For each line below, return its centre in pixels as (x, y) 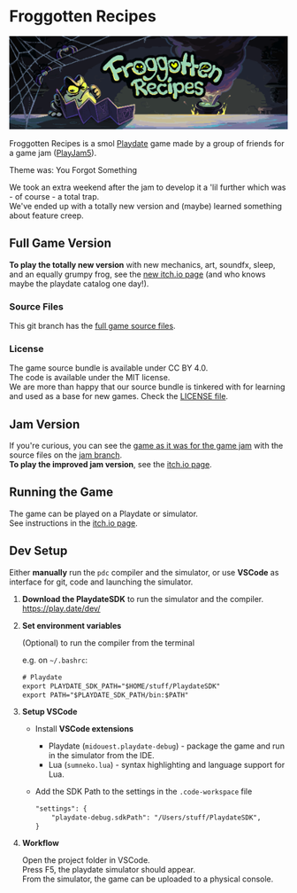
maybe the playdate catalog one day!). (79, 283)
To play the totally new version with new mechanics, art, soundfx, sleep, (142, 264)
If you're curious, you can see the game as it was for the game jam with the (146, 445)
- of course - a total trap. (54, 196)
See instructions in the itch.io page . (74, 523)
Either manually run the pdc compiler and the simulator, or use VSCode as (144, 572)
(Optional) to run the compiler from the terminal (108, 642)
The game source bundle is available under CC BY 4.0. (109, 368)
